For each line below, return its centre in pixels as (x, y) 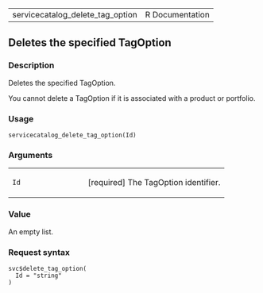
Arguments (31, 155)
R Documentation (178, 15)
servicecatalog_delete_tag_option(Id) (72, 135)
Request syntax (39, 252)
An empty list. (31, 231)
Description (31, 65)
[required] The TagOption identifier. (154, 183)
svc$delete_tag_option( (48, 268)
